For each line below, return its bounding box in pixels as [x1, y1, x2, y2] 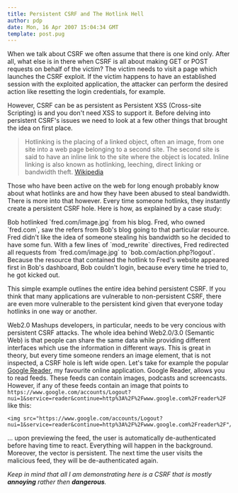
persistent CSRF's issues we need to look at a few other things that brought [7, 117, 228, 125]
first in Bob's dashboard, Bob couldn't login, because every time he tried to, [7, 264, 229, 272]
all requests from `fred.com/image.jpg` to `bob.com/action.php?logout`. [7, 248, 216, 256]
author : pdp [7, 17, 42, 24]
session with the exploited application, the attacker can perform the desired [7, 80, 228, 89]
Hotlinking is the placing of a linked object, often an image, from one [24, 138, 225, 146]
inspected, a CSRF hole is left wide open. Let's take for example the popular [7, 359, 229, 367]
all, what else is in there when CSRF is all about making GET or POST [7, 58, 208, 66]
